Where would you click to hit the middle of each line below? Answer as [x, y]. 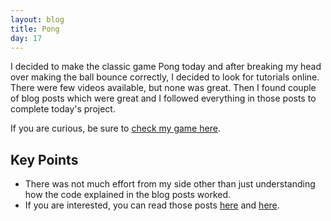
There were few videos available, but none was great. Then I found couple [163, 88]
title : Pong [35, 29]
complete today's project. [63, 109]
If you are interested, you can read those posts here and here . [152, 205]
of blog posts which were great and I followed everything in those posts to [163, 98]
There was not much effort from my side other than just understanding [170, 184]
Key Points [44, 159]
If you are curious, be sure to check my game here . [115, 128]
